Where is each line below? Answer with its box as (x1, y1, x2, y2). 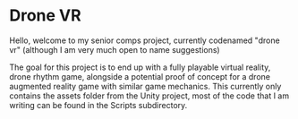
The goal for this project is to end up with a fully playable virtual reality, (9, 62, 271, 72)
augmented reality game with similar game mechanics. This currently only (9, 81, 282, 91)
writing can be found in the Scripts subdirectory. (9, 99, 188, 110)
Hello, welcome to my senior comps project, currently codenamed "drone (9, 35, 280, 46)
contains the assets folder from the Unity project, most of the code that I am (9, 90, 289, 101)
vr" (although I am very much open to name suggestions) (9, 44, 221, 55)
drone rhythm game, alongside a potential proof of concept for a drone (9, 71, 271, 81)
